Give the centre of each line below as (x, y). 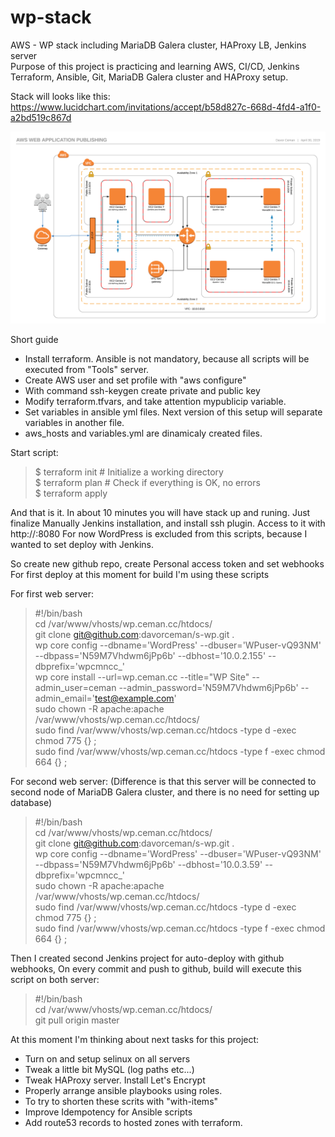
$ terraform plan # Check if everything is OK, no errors (147, 483)
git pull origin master (77, 1020)
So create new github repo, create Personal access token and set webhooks (167, 564)
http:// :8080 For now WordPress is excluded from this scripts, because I (159, 534)
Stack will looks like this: (60, 96)
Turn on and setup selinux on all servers (107, 1059)
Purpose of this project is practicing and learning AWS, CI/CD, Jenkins (155, 66)
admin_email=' (65, 698)
